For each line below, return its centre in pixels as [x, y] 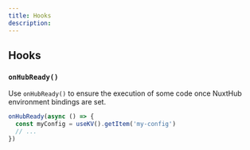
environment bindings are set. [57, 102]
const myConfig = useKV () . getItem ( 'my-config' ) [96, 124]
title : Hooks [30, 16]
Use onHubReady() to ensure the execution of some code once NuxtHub [125, 93]
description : [30, 23]
